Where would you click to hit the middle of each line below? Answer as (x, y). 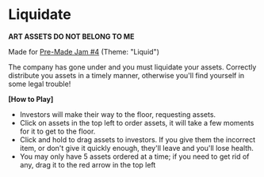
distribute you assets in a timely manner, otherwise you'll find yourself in (126, 75)
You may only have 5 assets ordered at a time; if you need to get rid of (134, 156)
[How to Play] (31, 99)
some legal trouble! (40, 84)
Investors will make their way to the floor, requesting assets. (118, 114)
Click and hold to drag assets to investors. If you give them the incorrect (138, 139)
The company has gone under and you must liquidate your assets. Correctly (132, 67)
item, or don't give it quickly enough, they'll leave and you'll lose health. (136, 148)
